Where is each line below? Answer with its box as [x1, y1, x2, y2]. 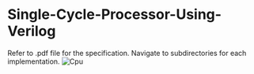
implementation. [7, 57, 60, 66]
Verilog [7, 22, 56, 40]
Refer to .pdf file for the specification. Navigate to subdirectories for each [7, 48, 247, 57]
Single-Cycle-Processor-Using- [7, 6, 222, 24]
